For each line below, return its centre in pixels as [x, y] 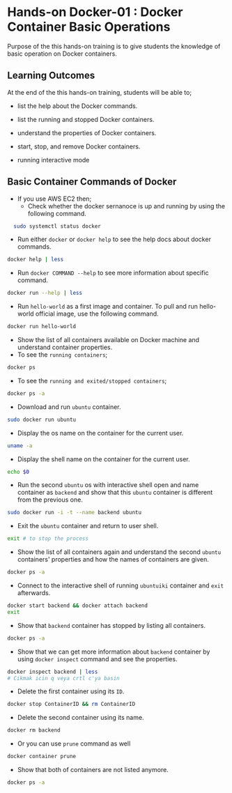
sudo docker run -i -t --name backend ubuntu [74, 513]
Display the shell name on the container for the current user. [103, 459]
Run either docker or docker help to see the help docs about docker [114, 239]
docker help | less [36, 260]
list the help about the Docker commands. [77, 106]
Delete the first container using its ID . [71, 691]
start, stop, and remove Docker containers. [79, 146]
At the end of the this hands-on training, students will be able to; [100, 92]
